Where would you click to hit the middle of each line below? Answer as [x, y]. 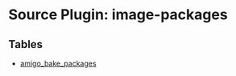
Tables [25, 44]
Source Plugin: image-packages [118, 15]
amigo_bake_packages [58, 63]
